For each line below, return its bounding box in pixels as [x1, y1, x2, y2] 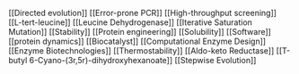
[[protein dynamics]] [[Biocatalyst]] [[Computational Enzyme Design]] [8, 36, 267, 46]
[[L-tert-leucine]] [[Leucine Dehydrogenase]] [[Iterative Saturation [8, 17, 253, 28]
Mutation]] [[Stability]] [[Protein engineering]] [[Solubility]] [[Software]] [8, 27, 271, 37]
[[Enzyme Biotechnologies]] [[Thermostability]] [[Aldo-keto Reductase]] [8, 45, 275, 56]
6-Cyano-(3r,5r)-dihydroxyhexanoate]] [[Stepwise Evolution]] [29, 55, 257, 65]
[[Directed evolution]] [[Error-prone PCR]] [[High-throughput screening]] [8, 8, 277, 18]
